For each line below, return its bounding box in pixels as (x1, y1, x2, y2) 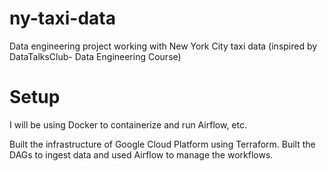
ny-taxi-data (9, 7, 116, 30)
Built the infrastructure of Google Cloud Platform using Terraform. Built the (9, 138, 316, 150)
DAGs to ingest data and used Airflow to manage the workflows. (9, 148, 274, 161)
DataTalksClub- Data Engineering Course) (9, 50, 182, 62)
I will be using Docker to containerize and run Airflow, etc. (9, 118, 247, 131)
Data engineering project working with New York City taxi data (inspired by (9, 40, 318, 52)
